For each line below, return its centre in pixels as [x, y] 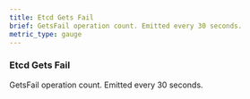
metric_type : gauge [46, 34]
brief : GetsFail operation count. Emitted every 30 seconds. [126, 26]
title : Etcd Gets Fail [52, 17]
